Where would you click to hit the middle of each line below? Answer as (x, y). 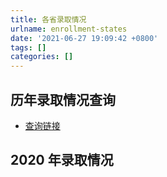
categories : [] (42, 57)
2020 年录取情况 (62, 160)
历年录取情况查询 (63, 99)
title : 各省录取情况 (48, 19)
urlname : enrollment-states (69, 29)
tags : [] (28, 47)
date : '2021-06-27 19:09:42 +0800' (84, 38)
